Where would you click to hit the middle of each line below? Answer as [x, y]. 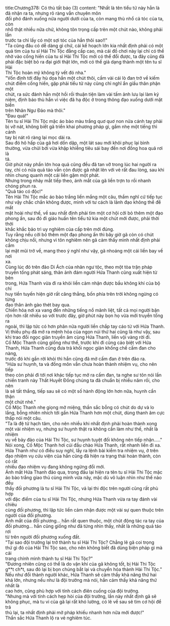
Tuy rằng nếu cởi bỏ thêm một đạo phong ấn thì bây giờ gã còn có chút [79, 234]
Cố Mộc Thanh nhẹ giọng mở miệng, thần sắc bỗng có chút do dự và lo [80, 407]
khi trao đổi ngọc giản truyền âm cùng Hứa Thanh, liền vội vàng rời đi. [78, 337]
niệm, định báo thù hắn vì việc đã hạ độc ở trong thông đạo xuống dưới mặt [84, 100]
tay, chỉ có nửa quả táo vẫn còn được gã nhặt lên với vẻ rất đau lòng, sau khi [85, 170]
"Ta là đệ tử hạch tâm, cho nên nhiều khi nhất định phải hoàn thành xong [81, 424]
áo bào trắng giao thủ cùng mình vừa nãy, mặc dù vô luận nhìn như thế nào [83, 477]
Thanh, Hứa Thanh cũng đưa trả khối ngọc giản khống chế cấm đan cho [80, 348]
